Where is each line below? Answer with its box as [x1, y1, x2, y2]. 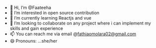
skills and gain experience [9, 25, 63, 31]
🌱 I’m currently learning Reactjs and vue [9, 15, 92, 21]
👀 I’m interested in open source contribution [9, 10, 100, 16]
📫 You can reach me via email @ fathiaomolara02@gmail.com [9, 31, 136, 37]
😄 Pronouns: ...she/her [9, 38, 57, 44]
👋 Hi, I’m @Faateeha [9, 5, 52, 10]
